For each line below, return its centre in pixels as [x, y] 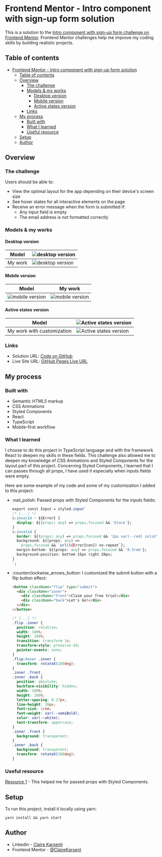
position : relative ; [37, 627]
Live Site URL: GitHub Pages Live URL [50, 362]
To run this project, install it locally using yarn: [51, 809]
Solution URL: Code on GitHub [42, 356]
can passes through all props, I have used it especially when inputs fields [78, 471]
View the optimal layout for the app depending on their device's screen [83, 191]
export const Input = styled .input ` [49, 509]
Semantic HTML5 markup [38, 401]
